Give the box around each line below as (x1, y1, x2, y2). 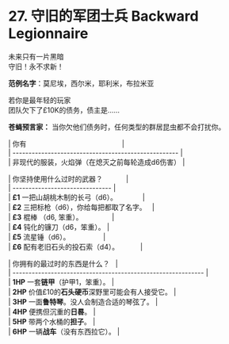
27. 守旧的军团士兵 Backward (8, 7, 200, 25)
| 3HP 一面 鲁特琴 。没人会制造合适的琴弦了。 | (8, 296, 158, 306)
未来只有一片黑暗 (8, 52, 64, 61)
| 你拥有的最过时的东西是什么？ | (8, 258, 119, 268)
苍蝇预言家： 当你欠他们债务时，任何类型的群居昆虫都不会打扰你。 (8, 122, 226, 132)
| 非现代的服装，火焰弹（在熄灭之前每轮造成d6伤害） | (8, 157, 185, 166)
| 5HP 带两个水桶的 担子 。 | (8, 316, 96, 326)
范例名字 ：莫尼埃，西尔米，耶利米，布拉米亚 (8, 78, 155, 88)
